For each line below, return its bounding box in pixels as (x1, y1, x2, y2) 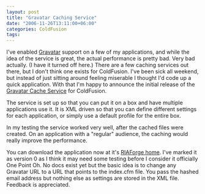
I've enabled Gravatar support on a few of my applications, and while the (6, 48, 190, 56)
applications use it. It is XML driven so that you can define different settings (6, 106, 197, 113)
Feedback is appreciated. (6, 181, 70, 189)
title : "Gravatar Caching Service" (6, 15, 97, 21)
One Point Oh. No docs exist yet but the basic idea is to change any (6, 162, 176, 169)
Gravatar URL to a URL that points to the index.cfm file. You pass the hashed (6, 168, 199, 176)
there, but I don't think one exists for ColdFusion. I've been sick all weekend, (6, 68, 199, 75)
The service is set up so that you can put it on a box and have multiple (6, 99, 184, 107)
